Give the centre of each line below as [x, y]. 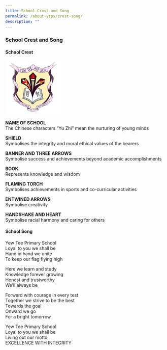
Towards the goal [23, 306]
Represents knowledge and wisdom [43, 174]
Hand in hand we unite [29, 253]
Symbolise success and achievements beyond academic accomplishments [83, 158]
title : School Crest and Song [37, 11]
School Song [19, 231]
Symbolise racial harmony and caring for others [55, 220]
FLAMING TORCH [24, 184]
